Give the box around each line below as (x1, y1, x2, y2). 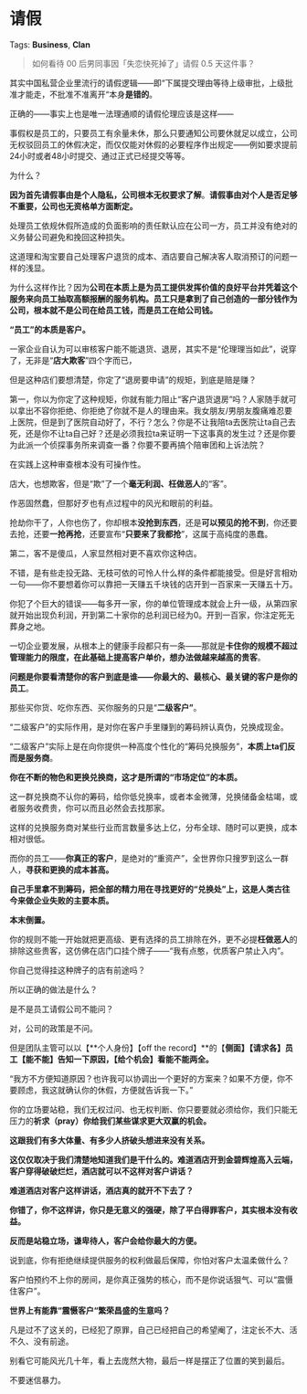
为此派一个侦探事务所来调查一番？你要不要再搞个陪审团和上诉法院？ (9, 439, 266, 450)
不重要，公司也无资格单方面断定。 (9, 200, 138, 211)
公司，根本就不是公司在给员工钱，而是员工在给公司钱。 (9, 304, 217, 315)
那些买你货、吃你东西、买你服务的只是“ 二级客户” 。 (9, 702, 202, 713)
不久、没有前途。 (9, 1336, 74, 1346)
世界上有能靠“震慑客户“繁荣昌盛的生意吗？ (9, 1304, 171, 1315)
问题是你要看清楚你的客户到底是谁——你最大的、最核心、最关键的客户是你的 (9, 671, 298, 681)
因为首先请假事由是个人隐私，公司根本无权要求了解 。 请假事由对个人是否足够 (9, 189, 298, 200)
